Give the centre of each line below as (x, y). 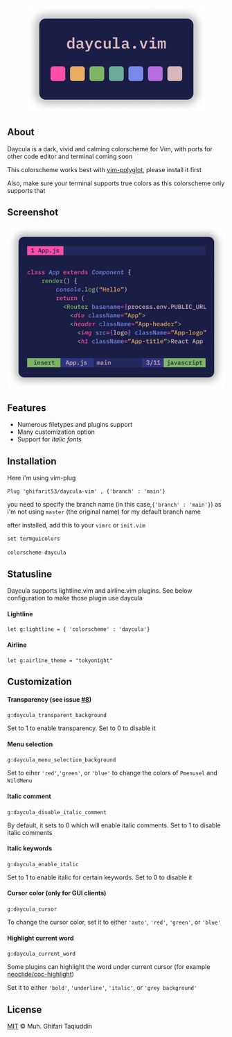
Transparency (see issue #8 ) (50, 699)
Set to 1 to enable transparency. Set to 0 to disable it (81, 728)
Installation (32, 461)
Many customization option (56, 432)
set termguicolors (34, 539)
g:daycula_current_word (42, 954)
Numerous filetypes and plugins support (75, 425)
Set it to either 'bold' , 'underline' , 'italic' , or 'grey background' (102, 988)
